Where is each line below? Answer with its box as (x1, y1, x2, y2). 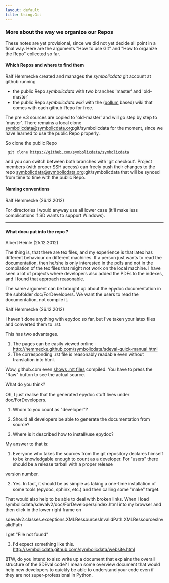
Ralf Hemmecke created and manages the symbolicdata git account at (5, 73, 151, 79)
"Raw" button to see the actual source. (5, 372, 86, 378)
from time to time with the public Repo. (5, 174, 86, 180)
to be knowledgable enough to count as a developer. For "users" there (12, 456, 158, 462)
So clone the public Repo (5, 140, 57, 146)
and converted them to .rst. (5, 321, 62, 327)
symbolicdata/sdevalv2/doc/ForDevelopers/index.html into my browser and (5, 501, 162, 508)
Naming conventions (5, 186, 50, 192)
